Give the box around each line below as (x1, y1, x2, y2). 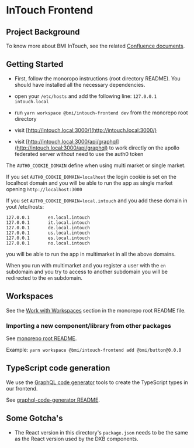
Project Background (6, 27, 80, 37)
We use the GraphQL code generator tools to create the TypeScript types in (6, 379, 188, 386)
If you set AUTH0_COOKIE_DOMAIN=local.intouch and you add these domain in (6, 197, 188, 204)
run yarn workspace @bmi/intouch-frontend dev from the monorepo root (14, 109, 188, 116)
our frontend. (6, 385, 38, 392)
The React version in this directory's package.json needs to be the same (14, 429, 188, 436)
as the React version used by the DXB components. (14, 435, 138, 442)
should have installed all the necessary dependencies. (14, 81, 145, 88)
